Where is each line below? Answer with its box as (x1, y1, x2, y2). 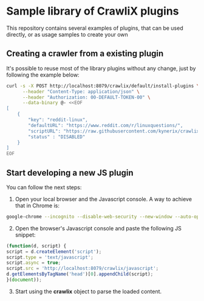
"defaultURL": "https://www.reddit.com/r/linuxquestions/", (28, 122, 183, 128)
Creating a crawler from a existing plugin (6, 49, 164, 59)
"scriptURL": (28, 128, 61, 134)
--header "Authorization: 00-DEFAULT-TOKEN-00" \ (22, 94, 151, 100)
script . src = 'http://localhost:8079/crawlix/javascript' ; (6, 266, 159, 272)
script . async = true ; (6, 260, 61, 266)
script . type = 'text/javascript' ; (6, 254, 94, 260)
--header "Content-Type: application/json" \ (22, 88, 140, 95)
